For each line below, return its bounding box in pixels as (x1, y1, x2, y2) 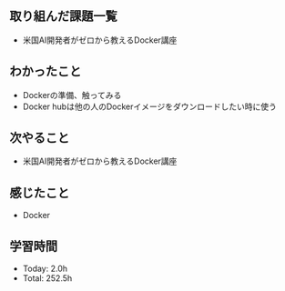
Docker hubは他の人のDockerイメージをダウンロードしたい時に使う (22, 101, 278, 112)
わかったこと (9, 64, 82, 79)
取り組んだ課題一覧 (9, 8, 117, 25)
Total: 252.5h (22, 273, 73, 284)
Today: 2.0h (22, 263, 68, 275)
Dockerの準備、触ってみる (22, 89, 122, 100)
